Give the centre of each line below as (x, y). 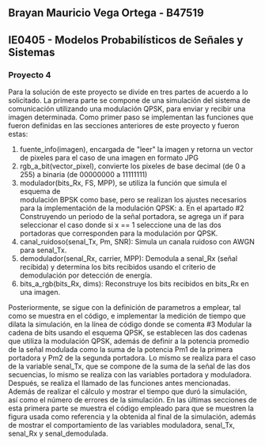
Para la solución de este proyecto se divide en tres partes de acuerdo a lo (128, 92)
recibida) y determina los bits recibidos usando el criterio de (117, 267)
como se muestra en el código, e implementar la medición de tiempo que (127, 316)
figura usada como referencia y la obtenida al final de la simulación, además (132, 417)
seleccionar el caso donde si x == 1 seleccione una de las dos (120, 225)
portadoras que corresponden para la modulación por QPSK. (119, 233)
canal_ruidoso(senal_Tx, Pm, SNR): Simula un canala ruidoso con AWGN (137, 242)
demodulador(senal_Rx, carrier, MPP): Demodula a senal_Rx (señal (129, 259)
